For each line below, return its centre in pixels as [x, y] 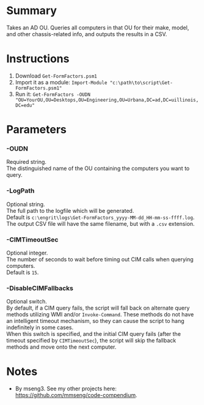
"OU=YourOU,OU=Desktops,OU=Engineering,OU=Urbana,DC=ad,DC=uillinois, [107, 100]
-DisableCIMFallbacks [40, 288]
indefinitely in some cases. [40, 327]
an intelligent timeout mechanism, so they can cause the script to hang [95, 321]
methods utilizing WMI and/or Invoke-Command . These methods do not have [100, 314]
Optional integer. [27, 253]
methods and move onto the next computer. [61, 347]
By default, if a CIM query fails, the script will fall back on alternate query [98, 308]
